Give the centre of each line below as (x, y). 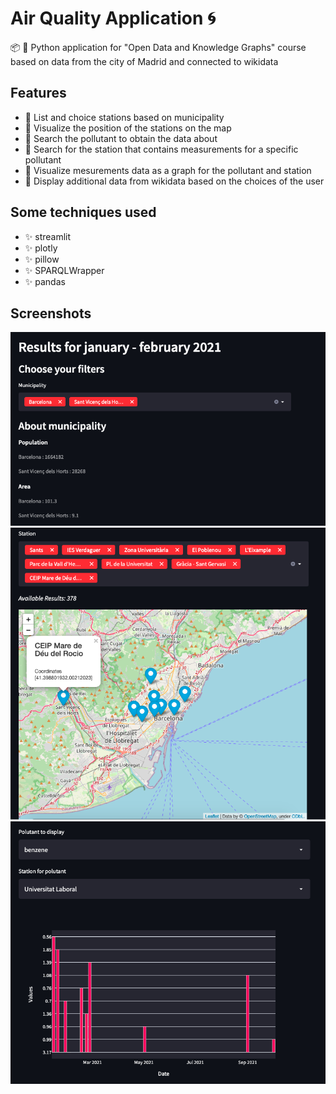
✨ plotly (41, 248)
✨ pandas (45, 281)
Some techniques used (83, 212)
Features (38, 93)
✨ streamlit (48, 236)
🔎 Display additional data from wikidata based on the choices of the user (174, 181)
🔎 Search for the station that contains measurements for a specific (161, 149)
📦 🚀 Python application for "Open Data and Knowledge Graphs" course (158, 47)
